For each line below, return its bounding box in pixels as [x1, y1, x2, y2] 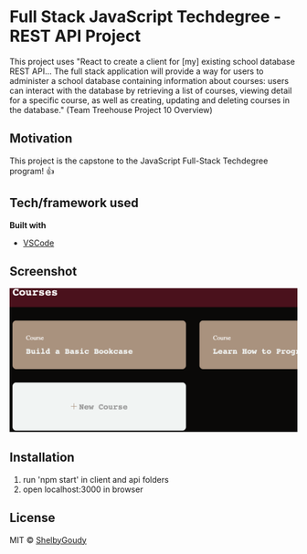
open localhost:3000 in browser [22, 484, 143, 495]
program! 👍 [9, 165, 55, 176]
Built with [9, 219, 47, 230]
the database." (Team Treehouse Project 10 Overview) [9, 104, 213, 115]
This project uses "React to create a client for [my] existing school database [9, 56, 295, 67]
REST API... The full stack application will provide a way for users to [9, 66, 264, 77]
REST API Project [9, 26, 142, 47]
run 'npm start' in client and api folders [22, 474, 169, 485]
